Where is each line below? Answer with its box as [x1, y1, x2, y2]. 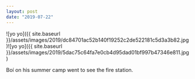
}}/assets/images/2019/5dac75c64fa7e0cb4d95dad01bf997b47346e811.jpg [6, 49, 189, 56]
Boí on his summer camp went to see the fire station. [6, 66, 134, 73]
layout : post [6, 8, 38, 15]
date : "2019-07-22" [6, 14, 54, 20]
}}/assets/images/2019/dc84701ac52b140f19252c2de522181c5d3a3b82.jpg [6, 36, 189, 43]
